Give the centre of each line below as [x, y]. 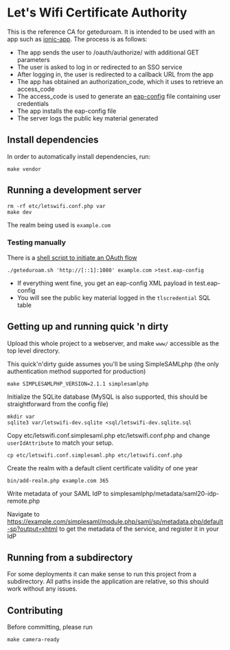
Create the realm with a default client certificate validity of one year [102, 468]
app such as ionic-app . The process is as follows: [77, 39]
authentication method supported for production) [77, 371]
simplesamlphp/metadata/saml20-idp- [165, 493]
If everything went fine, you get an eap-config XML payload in [105, 283]
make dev [20, 212]
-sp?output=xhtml [33, 529]
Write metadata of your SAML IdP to [58, 493]
